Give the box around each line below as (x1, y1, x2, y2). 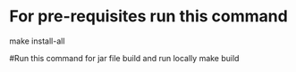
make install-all (9, 36, 65, 46)
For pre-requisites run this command (9, 6, 288, 27)
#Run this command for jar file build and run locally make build (9, 52, 240, 63)
